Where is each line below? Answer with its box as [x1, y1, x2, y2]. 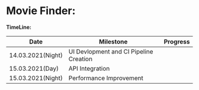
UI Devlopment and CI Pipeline [68, 47, 153, 55]
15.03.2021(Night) [9, 74, 63, 82]
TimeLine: [6, 24, 31, 31]
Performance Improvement [68, 74, 143, 82]
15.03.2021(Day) [9, 64, 59, 72]
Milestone [98, 37, 128, 45]
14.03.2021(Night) [9, 51, 63, 59]
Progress [163, 37, 190, 45]
